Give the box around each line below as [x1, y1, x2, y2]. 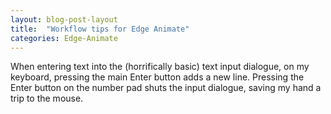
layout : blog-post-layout [10, 14, 118, 25]
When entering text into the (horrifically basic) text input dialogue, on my [10, 61, 310, 73]
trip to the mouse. [10, 92, 84, 105]
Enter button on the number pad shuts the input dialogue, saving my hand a [10, 82, 322, 94]
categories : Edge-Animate [10, 33, 118, 43]
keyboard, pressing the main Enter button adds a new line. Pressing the [10, 71, 305, 83]
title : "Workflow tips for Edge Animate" [10, 24, 190, 34]
